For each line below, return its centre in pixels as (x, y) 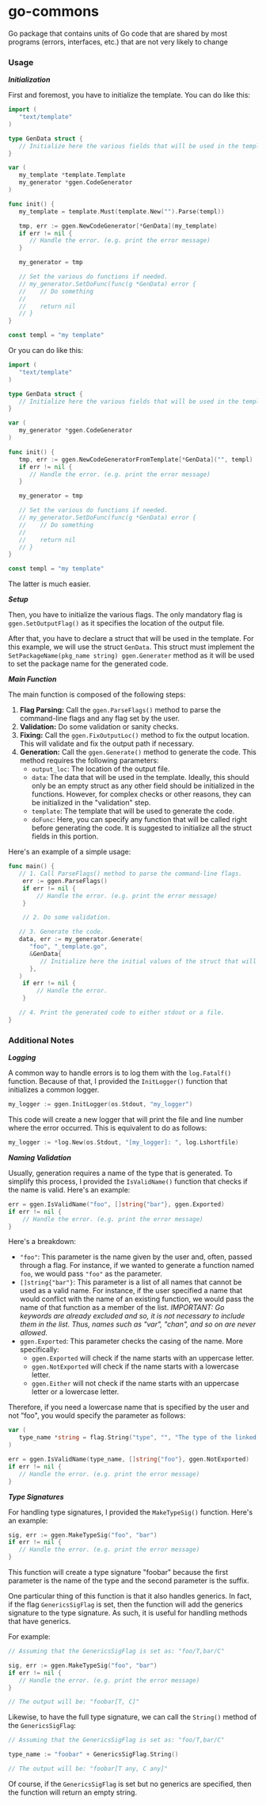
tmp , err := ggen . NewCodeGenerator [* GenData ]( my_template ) (118, 226)
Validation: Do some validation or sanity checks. (99, 727)
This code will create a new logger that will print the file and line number (126, 1119)
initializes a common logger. (54, 1090)
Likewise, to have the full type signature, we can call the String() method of (133, 1717)
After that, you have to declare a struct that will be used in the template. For (131, 639)
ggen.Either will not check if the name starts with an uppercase (135, 1384)
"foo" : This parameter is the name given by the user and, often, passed (136, 1257)
